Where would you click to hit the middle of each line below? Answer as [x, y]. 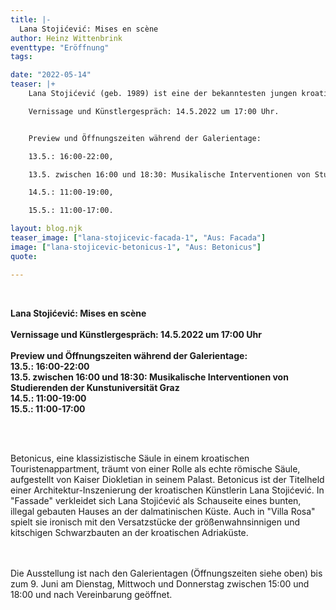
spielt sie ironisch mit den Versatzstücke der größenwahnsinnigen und [155, 522]
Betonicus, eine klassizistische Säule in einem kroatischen [130, 458]
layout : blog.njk [46, 229]
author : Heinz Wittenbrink [66, 38]
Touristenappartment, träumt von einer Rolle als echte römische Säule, [155, 468]
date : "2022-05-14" [51, 75]
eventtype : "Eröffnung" [60, 47]
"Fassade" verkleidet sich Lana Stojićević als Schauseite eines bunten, [156, 500]
